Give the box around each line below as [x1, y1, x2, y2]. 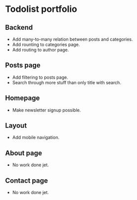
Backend [5, 23, 33, 32]
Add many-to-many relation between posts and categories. [12, 36, 133, 42]
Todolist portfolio [5, 3, 78, 15]
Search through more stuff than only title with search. [12, 79, 121, 85]
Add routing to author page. [12, 47, 69, 52]
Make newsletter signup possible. [12, 107, 81, 113]
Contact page [5, 176, 48, 185]
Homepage [5, 94, 40, 102]
